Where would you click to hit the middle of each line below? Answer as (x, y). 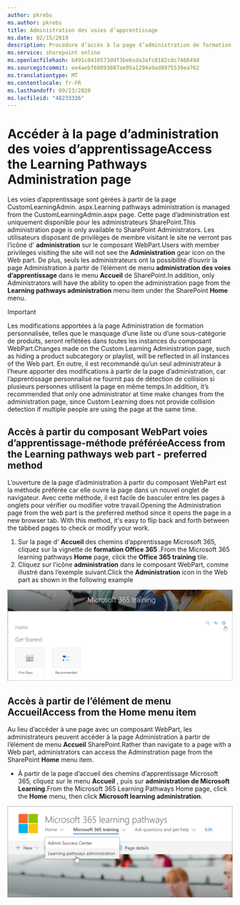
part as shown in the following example (75, 580)
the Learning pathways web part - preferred (107, 454)
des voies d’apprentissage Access (110, 149)
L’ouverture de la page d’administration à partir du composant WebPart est (117, 482)
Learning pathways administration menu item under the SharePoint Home (118, 291)
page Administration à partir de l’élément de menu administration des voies (119, 268)
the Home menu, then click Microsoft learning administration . (110, 796)
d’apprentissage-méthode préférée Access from (116, 443)
